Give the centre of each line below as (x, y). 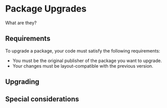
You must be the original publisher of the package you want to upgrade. (87, 61)
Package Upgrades (46, 9)
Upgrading (22, 82)
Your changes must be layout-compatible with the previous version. (83, 66)
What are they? (21, 23)
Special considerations (42, 99)
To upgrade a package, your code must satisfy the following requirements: (83, 50)
